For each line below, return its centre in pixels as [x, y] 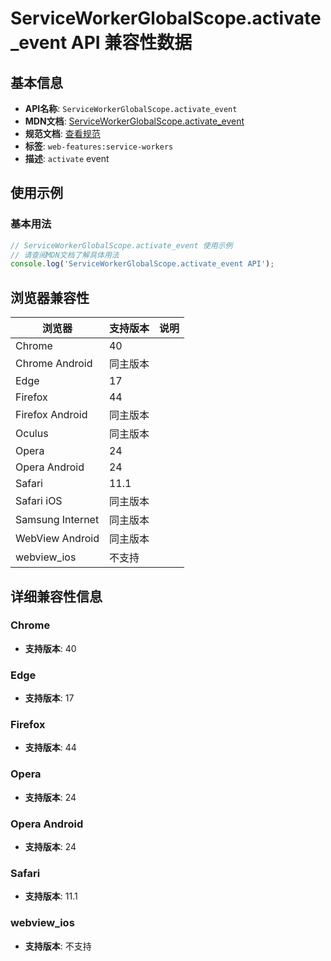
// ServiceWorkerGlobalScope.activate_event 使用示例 [121, 245]
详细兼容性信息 [56, 596]
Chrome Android [54, 364]
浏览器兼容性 [50, 297]
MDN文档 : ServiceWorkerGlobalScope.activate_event [134, 121]
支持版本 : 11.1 [51, 896]
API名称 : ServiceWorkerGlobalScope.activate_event [131, 108]
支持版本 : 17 [49, 698]
